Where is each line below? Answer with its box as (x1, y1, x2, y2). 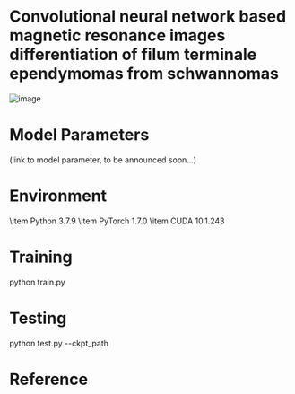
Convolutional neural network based (9, 6, 287, 27)
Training (9, 247, 74, 267)
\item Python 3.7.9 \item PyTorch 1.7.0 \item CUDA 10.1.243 (9, 215, 226, 226)
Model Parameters (9, 125, 150, 145)
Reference (9, 369, 88, 390)
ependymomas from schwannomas (9, 64, 280, 84)
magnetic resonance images (9, 25, 226, 46)
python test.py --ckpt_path (9, 337, 109, 348)
